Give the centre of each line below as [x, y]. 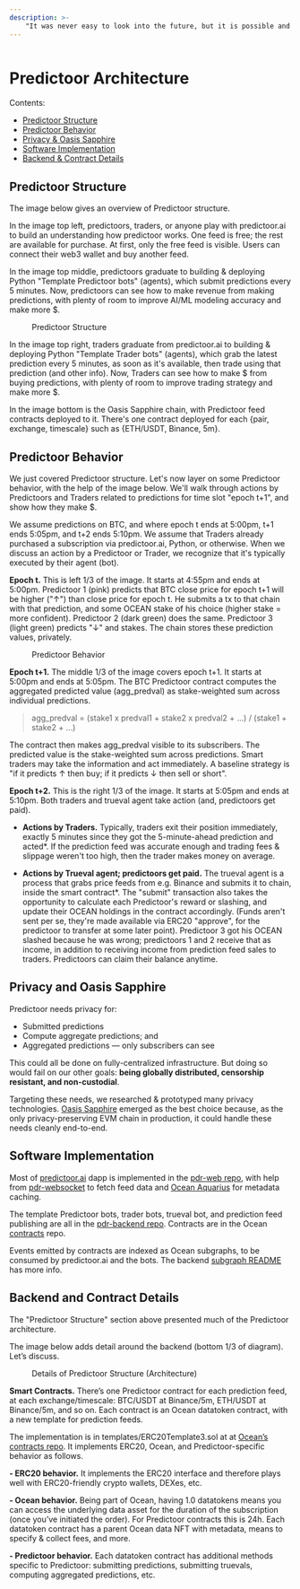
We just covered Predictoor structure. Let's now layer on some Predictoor [145, 479]
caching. [26, 1196]
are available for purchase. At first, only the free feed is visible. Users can [145, 245]
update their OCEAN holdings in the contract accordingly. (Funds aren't [154, 912]
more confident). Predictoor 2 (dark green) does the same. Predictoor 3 [141, 618]
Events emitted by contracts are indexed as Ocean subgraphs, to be [134, 1250]
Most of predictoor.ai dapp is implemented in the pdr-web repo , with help [144, 1177]
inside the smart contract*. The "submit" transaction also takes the [145, 893]
